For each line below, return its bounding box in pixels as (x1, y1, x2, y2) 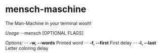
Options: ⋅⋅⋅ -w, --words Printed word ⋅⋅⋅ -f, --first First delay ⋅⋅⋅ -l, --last (5, 39, 156, 46)
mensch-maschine (5, 4, 87, 15)
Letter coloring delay (5, 45, 49, 51)
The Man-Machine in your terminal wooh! (5, 20, 92, 26)
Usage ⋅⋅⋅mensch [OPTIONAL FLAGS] (5, 30, 84, 36)
